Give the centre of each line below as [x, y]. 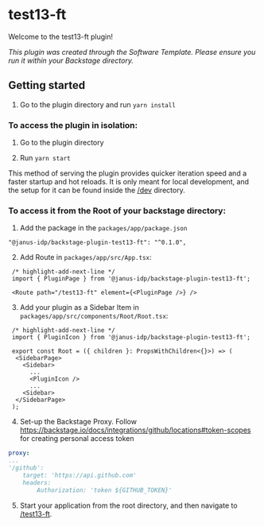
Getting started [47, 85]
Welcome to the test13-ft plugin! [61, 37]
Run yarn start [45, 158]
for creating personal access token [77, 439]
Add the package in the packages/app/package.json [103, 228]
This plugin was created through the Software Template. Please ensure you [132, 52]
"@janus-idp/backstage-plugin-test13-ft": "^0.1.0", [97, 243]
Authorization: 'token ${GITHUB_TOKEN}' [105, 490]
